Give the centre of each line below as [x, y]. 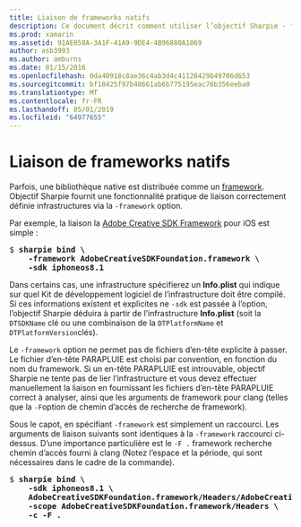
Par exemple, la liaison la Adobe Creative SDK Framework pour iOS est [140, 223]
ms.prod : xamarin [42, 34]
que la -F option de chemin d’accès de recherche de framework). [129, 407]
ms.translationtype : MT [54, 92]
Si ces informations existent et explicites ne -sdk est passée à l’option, [138, 304]
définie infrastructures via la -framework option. [96, 206]
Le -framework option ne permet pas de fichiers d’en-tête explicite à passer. [149, 350]
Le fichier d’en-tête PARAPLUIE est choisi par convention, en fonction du [143, 359]
